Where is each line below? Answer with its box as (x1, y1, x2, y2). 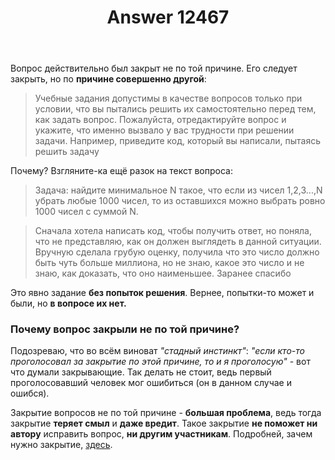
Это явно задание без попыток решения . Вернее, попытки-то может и (10, 287, 315, 299)
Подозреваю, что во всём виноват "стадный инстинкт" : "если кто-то (10, 345, 305, 357)
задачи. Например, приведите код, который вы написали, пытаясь (34, 135, 322, 147)
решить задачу (34, 146, 100, 158)
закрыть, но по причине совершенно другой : (10, 73, 207, 85)
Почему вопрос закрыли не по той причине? (10, 322, 240, 336)
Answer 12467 (106, 6, 230, 29)
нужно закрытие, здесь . (10, 439, 113, 451)
